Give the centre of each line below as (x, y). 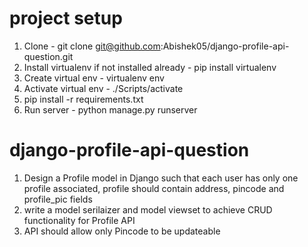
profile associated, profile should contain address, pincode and (154, 188)
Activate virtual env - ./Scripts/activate (103, 88)
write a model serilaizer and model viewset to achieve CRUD (148, 209)
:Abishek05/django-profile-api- (225, 46)
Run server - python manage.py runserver (110, 109)
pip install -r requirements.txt (83, 99)
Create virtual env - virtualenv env (94, 78)
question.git (48, 56)
